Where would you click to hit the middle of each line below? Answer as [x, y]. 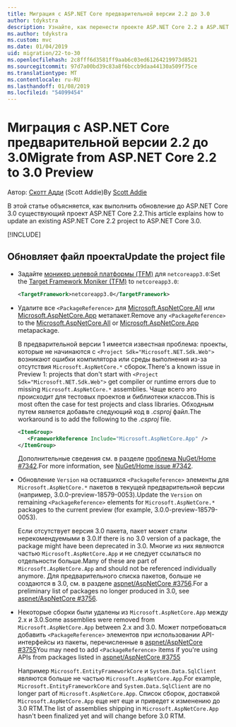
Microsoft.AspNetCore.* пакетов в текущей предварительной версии [121, 487]
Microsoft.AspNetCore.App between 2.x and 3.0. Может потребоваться [122, 627]
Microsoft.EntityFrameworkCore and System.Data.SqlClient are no [114, 686]
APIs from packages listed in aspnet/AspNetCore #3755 [99, 657]
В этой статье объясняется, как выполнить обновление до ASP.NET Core [118, 206]
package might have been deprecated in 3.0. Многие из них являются [121, 546]
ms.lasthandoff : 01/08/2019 [49, 86]
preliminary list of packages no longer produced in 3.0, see [103, 591]
